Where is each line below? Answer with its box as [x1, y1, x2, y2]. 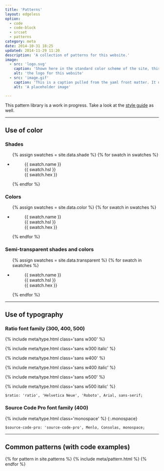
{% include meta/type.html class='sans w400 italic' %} [5, 365, 116, 371]
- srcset [9, 30, 27, 35]
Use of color [5, 126, 43, 135]
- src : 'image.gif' [9, 75, 49, 80]
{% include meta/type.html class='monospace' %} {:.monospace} [5, 415, 138, 421]
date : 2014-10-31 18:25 [5, 44, 54, 48]
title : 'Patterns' [5, 7, 42, 12]
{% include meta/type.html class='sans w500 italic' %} [5, 383, 116, 389]
